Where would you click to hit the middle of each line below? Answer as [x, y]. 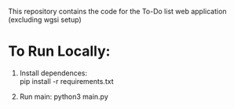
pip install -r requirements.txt [66, 81]
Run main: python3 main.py [64, 96]
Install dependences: [53, 73]
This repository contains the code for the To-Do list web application [117, 11]
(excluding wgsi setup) [45, 20]
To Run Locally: [59, 51]
